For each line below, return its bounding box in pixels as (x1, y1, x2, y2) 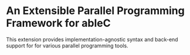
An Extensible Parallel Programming (6, 4, 185, 18)
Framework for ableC (6, 16, 111, 30)
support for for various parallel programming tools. (6, 42, 128, 49)
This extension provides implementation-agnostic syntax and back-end (6, 36, 178, 43)
